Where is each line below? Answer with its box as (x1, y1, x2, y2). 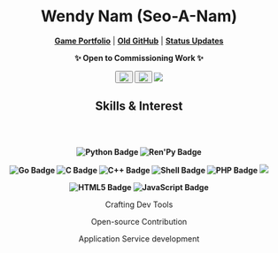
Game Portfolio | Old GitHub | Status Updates (54, 35, 224, 46)
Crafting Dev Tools (104, 199, 174, 210)
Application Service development (78, 233, 200, 244)
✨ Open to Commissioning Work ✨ (73, 52, 205, 63)
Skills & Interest (95, 99, 183, 114)
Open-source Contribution (90, 216, 188, 226)
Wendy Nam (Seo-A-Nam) (40, 6, 238, 27)
